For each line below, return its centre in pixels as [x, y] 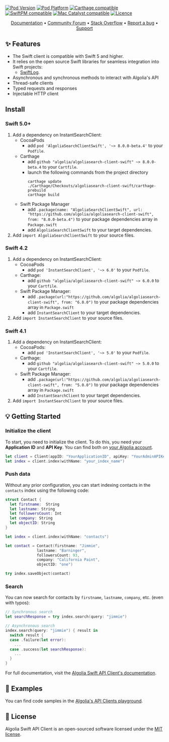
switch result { [27, 635]
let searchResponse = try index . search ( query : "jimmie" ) [66, 617]
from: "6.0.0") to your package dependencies [110, 302]
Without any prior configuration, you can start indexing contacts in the [78, 485]
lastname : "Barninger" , [62, 550]
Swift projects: [27, 67]
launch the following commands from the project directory [88, 172]
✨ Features [23, 44]
